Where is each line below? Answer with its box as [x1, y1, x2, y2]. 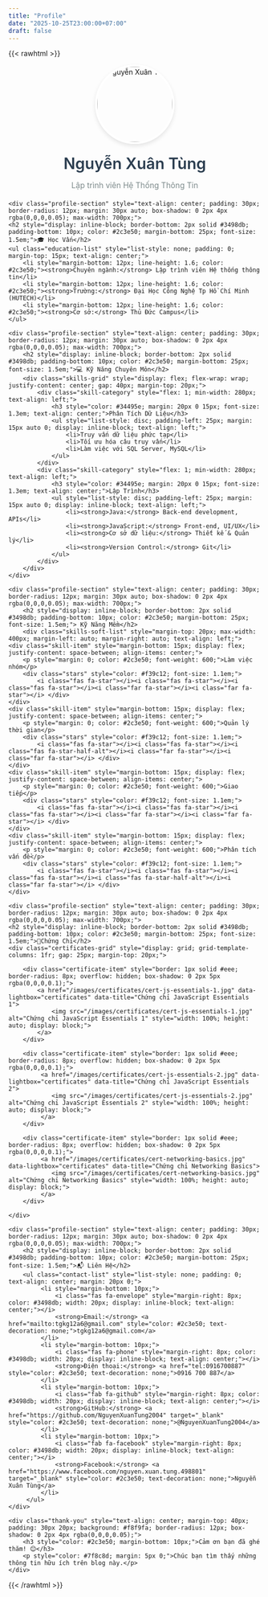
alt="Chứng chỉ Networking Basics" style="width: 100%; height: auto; [8, 1176, 250, 1184]
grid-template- [198, 944, 250, 952]
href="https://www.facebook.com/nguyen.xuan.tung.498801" [8, 1468, 206, 1476]
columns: [8, 951, 38, 959]
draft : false [8, 27, 52, 35]
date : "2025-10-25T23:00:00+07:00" [8, 19, 128, 27]
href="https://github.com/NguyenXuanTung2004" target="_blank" [8, 1411, 225, 1419]
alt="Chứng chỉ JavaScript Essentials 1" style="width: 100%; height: [8, 1014, 250, 1022]
